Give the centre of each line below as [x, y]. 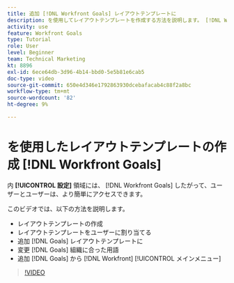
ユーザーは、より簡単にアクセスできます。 [86, 194]
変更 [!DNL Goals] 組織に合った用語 [68, 250]
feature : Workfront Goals [45, 33]
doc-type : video [31, 78]
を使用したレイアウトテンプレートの [111, 147]
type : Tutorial [29, 40]
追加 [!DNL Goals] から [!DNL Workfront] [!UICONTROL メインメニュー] [119, 258]
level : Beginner [31, 53]
